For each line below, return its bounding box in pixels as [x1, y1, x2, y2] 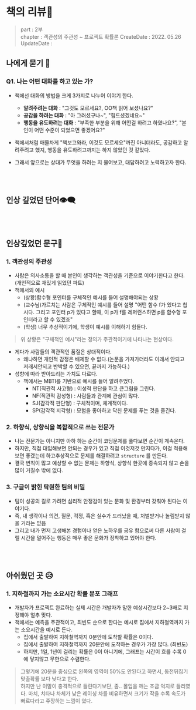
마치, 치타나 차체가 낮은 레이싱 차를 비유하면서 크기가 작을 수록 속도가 [28, 690, 186, 697]
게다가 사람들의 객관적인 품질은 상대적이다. [14, 348, 112, 355]
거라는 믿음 [20, 519, 46, 526]
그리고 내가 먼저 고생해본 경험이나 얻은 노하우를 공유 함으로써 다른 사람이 [14, 527, 180, 534]
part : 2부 [20, 26, 43, 33]
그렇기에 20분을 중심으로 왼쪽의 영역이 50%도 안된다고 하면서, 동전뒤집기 [20, 668, 188, 675]
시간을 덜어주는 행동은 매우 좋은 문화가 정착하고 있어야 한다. [20, 534, 157, 541]
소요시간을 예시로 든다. [20, 626, 73, 633]
